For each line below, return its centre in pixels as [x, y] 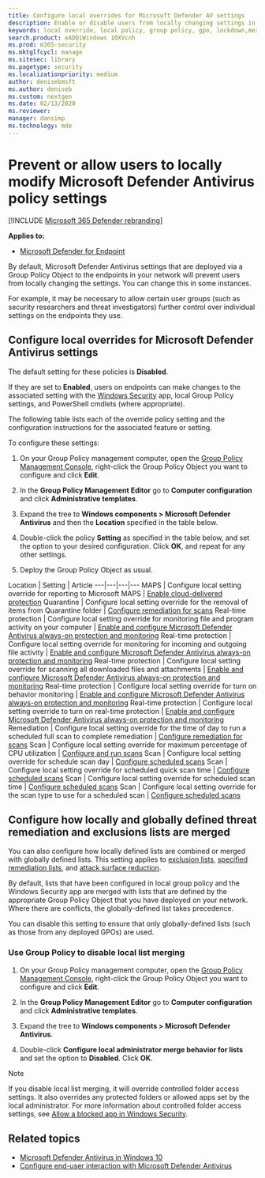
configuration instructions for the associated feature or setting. [110, 427]
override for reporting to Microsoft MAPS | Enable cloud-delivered [116, 593]
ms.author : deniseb [40, 89]
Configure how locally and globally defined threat [132, 819]
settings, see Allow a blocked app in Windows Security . [98, 1114]
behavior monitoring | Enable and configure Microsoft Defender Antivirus [127, 694]
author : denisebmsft [42, 81]
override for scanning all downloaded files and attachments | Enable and [126, 669]
